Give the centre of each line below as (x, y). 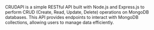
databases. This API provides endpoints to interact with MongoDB (72, 17)
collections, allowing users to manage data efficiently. (60, 22)
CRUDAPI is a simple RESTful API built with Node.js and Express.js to (75, 7)
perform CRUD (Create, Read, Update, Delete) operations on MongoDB (77, 12)
